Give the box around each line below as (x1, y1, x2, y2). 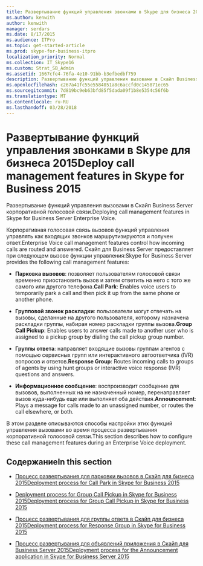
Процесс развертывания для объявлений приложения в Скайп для (14, 540, 189, 547)
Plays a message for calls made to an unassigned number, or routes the (14, 402, 193, 409)
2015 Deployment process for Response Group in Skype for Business (14, 522, 186, 529)
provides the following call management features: (6, 258, 130, 266)
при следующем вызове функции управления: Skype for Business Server (6, 252, 192, 259)
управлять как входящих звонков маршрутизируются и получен (6, 233, 173, 240)
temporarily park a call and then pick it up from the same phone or (14, 290, 180, 297)
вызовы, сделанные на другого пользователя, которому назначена (14, 314, 189, 321)
